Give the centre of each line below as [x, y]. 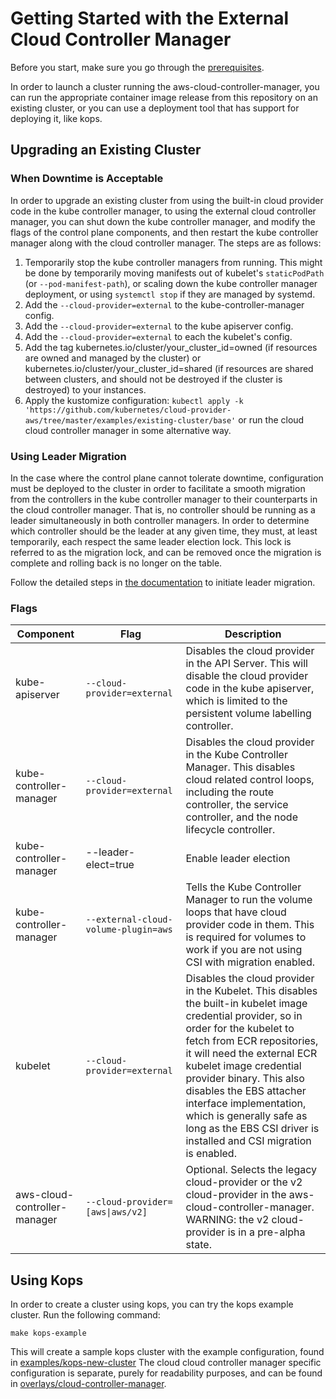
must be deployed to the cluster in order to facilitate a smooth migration [158, 488]
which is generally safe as [246, 1116]
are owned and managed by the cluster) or [113, 358]
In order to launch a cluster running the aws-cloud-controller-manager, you [165, 86]
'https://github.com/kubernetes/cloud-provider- [128, 410]
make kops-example [48, 1333]
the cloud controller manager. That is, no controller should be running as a [163, 509]
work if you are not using [244, 950]
